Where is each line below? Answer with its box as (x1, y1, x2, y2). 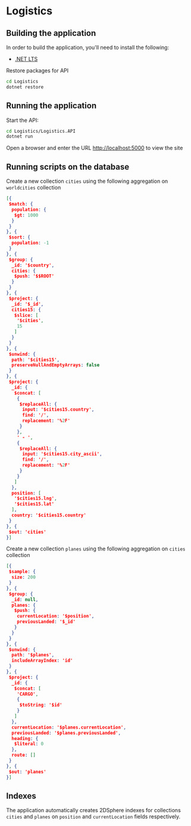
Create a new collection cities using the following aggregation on (6, 178, 168, 185)
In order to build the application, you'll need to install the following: (6, 44, 170, 51)
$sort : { (8, 234, 31, 240)
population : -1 (11, 240, 49, 246)
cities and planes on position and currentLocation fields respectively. (6, 813, 181, 820)
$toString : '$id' (19, 702, 62, 708)
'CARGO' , (17, 691, 39, 697)
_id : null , (11, 596, 39, 602)
